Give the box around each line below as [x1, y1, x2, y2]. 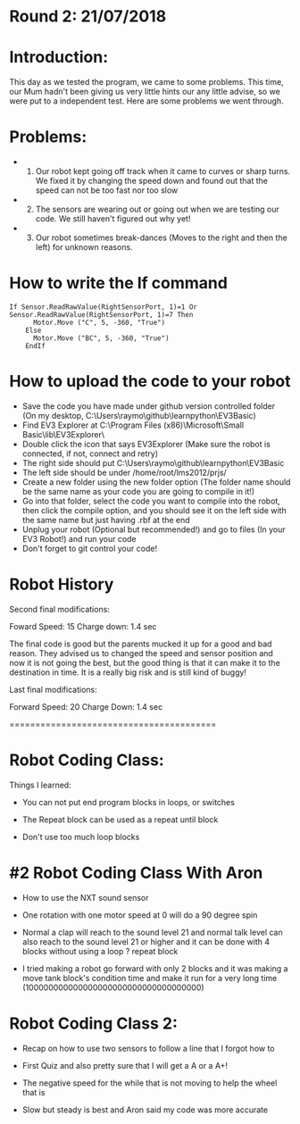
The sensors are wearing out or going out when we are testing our [35, 204, 279, 215]
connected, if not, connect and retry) [21, 448, 159, 459]
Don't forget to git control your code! [21, 543, 158, 554]
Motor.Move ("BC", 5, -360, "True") [32, 334, 170, 343]
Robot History [9, 574, 114, 595]
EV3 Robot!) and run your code [21, 533, 137, 544]
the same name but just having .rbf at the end [21, 514, 190, 525]
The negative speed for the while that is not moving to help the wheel [21, 1078, 278, 1088]
